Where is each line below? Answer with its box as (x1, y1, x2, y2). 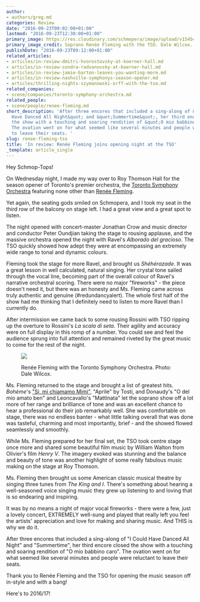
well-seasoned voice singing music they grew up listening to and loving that (6, 487, 192, 494)
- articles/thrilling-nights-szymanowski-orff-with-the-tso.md (6, 81, 167, 87)
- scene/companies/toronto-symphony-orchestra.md (6, 92, 132, 98)
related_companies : (6, 86, 55, 92)
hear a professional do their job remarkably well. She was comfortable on (6, 407, 186, 414)
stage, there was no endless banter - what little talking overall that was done (6, 413, 193, 420)
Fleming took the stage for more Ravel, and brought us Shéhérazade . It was (6, 260, 192, 267)
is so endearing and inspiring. (6, 493, 79, 500)
